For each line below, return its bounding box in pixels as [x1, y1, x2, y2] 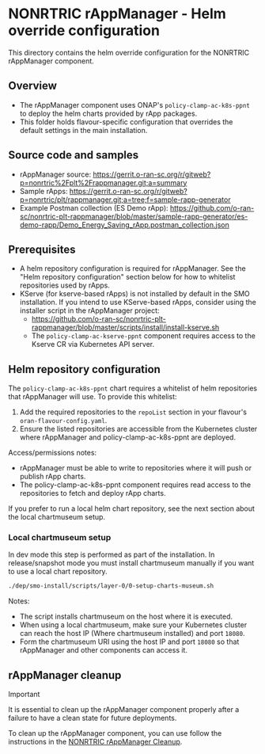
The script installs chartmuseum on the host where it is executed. [19, 611, 233, 622]
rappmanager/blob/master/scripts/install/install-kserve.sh [31, 322, 220, 333]
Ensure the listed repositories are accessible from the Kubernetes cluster [19, 425, 258, 434]
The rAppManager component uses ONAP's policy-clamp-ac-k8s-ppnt [19, 100, 251, 109]
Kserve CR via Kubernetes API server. [31, 340, 155, 349]
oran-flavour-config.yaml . [19, 416, 108, 425]
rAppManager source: [19, 169, 92, 179]
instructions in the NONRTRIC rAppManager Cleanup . [8, 737, 183, 747]
